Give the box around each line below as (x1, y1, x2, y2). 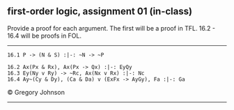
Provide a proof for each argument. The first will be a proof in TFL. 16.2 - (7, 24, 216, 32)
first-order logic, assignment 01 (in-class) (7, 6, 193, 17)
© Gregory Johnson (7, 88, 65, 96)
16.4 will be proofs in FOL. (7, 31, 82, 40)
